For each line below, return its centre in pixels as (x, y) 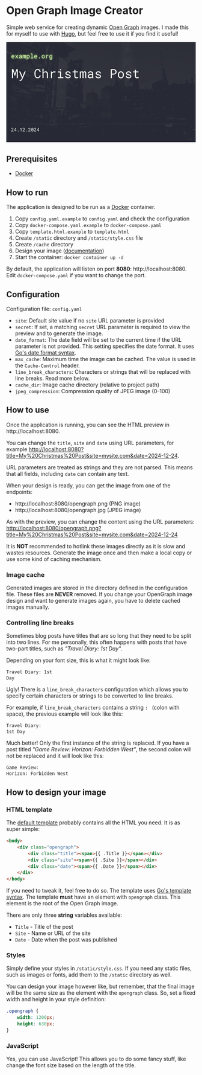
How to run (27, 192)
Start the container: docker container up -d (69, 257)
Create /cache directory (44, 245)
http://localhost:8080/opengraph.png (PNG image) (78, 503)
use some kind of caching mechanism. (54, 559)
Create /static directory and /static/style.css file (79, 238)
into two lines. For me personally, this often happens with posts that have (97, 642)
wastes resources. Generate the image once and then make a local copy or (99, 553)
